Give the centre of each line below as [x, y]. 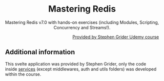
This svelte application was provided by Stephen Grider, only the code [76, 64]
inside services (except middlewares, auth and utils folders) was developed [81, 69]
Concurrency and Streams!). [82, 27]
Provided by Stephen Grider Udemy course [116, 37]
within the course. [23, 74]
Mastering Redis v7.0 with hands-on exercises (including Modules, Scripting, [82, 22]
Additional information [40, 52]
